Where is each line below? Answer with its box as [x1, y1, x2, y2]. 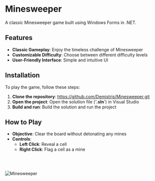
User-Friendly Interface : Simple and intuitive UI [12, 57, 109, 63]
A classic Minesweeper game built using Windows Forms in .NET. [5, 20, 136, 25]
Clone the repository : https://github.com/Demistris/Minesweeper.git [12, 94, 150, 100]
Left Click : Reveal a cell [19, 141, 67, 147]
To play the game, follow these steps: [5, 84, 80, 90]
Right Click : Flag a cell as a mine [19, 146, 85, 152]
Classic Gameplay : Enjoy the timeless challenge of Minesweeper [12, 46, 143, 52]
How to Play [5, 118, 42, 126]
